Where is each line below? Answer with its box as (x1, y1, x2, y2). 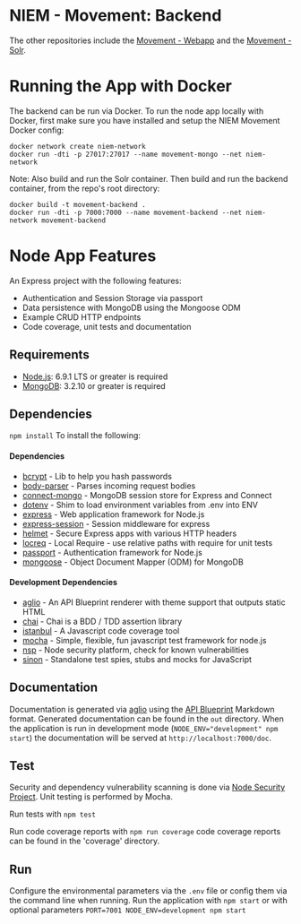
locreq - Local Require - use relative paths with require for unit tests (21, 537, 273, 548)
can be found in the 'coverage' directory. (9, 835, 160, 847)
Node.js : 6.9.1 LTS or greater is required (21, 371, 168, 382)
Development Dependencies (9, 577, 118, 588)
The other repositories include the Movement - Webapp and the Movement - (9, 35, 292, 46)
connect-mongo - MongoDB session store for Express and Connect (21, 489, 272, 500)
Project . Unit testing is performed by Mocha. (9, 791, 173, 802)
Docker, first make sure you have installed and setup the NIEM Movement (9, 115, 280, 125)
